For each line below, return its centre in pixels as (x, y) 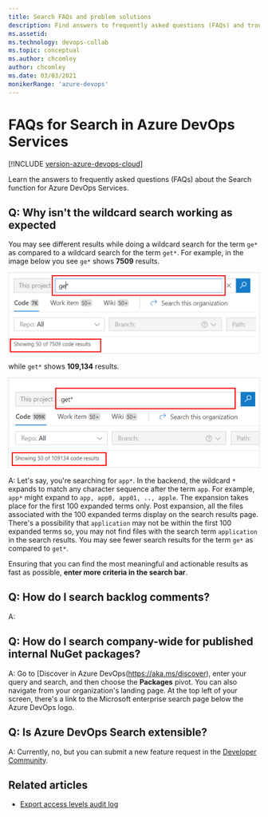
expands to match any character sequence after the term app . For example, (132, 489)
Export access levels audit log (69, 804)
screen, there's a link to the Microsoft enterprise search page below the (126, 699)
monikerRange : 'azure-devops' (59, 84)
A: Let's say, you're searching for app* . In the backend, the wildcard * (122, 481)
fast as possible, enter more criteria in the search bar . (98, 572)
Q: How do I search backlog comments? (109, 597)
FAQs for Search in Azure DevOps (122, 124)
